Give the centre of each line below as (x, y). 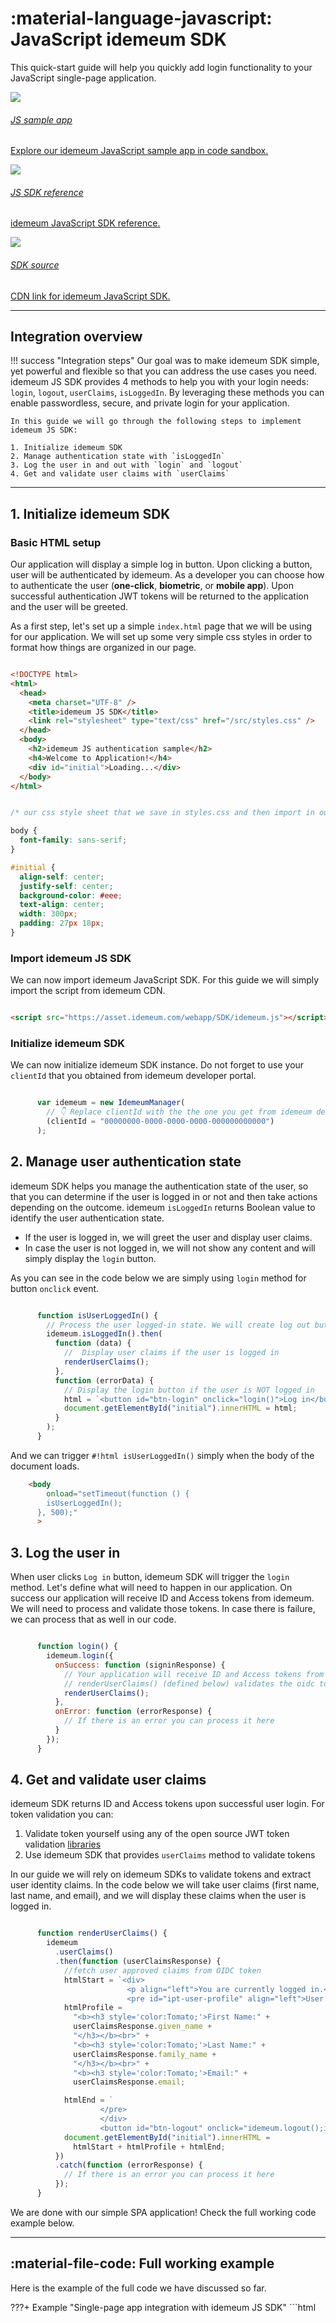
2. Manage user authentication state (126, 1162)
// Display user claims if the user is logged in (171, 1353)
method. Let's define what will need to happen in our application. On (151, 1588)
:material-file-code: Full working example (142, 2263)
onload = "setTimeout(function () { (118, 1493)
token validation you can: (62, 1814)
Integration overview (76, 336)
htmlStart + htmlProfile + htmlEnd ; (149, 2147)
